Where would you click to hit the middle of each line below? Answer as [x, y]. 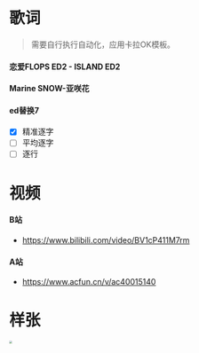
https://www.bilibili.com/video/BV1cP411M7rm [106, 239]
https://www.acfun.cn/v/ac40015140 [89, 282]
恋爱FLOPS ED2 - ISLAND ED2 [65, 67]
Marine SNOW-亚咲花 [49, 89]
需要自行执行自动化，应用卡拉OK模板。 [103, 44]
